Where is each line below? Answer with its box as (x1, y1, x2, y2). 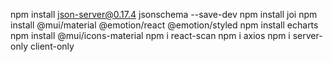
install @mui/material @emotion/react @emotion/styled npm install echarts (10, 19, 319, 31)
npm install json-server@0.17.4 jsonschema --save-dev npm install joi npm (10, 9, 318, 20)
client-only (29, 40, 75, 52)
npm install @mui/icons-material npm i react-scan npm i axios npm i (10, 30, 291, 41)
